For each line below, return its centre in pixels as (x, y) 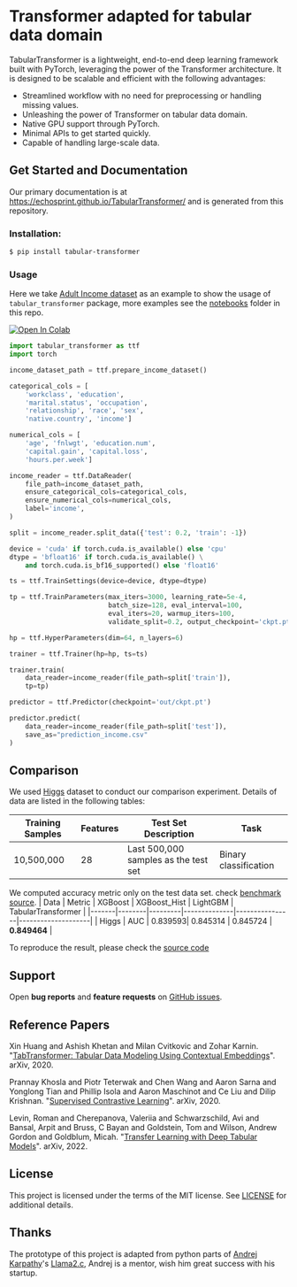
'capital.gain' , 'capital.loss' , (87, 451)
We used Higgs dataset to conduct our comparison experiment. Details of (143, 792)
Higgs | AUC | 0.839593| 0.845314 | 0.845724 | (186, 921)
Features (100, 828)
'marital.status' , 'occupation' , (87, 403)
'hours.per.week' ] (59, 459)
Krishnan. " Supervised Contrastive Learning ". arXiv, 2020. (115, 1101)
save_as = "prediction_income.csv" (87, 735)
